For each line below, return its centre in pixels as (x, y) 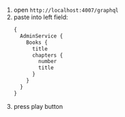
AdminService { (42, 36)
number (48, 62)
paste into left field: (41, 17)
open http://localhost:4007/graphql (66, 10)
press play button (38, 106)
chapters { (47, 55)
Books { (37, 42)
